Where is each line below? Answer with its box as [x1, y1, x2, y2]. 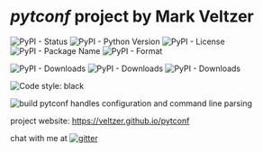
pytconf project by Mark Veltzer [10, 6, 255, 27]
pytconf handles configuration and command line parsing [40, 97, 253, 109]
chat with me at [10, 132, 68, 143]
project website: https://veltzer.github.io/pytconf [10, 115, 190, 126]
